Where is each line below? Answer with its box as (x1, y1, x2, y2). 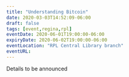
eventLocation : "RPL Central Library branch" (6, 43, 124, 49)
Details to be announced (6, 65, 68, 72)
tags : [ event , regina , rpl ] (6, 25, 72, 32)
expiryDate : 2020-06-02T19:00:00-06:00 (6, 37, 108, 43)
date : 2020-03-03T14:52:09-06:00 (6, 15, 91, 21)
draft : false (6, 20, 40, 26)
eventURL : (6, 49, 32, 55)
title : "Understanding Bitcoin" (6, 8, 88, 15)
